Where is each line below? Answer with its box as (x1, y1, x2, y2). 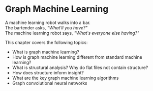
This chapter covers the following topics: (5, 39, 88, 45)
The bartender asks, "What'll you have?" (5, 24, 88, 30)
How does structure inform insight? (12, 69, 84, 75)
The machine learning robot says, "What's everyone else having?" (5, 30, 140, 36)
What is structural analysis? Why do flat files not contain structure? (12, 65, 149, 70)
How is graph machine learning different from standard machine (12, 54, 143, 60)
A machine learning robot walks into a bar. (5, 20, 91, 25)
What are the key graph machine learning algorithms (12, 75, 119, 81)
